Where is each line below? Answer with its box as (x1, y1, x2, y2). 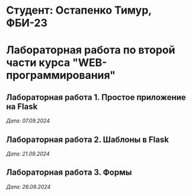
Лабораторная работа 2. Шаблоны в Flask (6, 134, 169, 144)
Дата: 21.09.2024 (6, 150, 50, 157)
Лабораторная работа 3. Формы (6, 167, 132, 178)
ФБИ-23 (6, 16, 48, 30)
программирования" (6, 69, 116, 82)
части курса (6, 56, 71, 69)
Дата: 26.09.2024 (6, 183, 51, 190)
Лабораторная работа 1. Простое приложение (6, 92, 187, 102)
